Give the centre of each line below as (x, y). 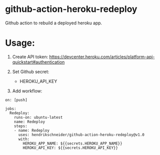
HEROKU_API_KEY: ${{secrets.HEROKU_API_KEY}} (71, 148)
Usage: (20, 43)
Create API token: (30, 57)
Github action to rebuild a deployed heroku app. (54, 23)
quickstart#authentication (39, 62)
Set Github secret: (31, 72)
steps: (21, 126)
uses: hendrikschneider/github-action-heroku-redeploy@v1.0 (81, 135)
